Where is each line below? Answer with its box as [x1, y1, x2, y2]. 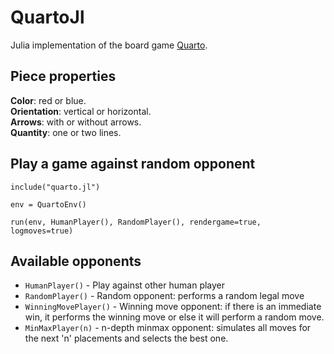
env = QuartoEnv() [10, 199, 87, 210]
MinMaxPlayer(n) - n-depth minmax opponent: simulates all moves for [24, 322, 312, 334]
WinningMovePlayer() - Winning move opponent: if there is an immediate [24, 301, 322, 313]
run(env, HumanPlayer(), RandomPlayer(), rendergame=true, [10, 217, 262, 227]
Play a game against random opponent [10, 156, 256, 173]
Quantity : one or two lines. [10, 126, 122, 138]
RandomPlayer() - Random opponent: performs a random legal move [24, 290, 305, 302]
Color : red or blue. [10, 94, 87, 106]
